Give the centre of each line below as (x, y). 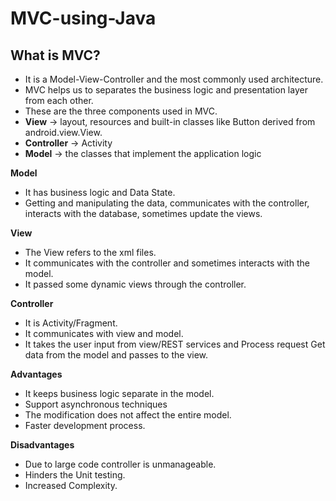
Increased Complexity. (71, 485)
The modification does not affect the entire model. (128, 415)
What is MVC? (55, 55)
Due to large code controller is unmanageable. (120, 464)
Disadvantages (42, 445)
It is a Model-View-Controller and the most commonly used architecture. (174, 79)
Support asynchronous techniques (96, 404)
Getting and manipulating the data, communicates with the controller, (167, 203)
